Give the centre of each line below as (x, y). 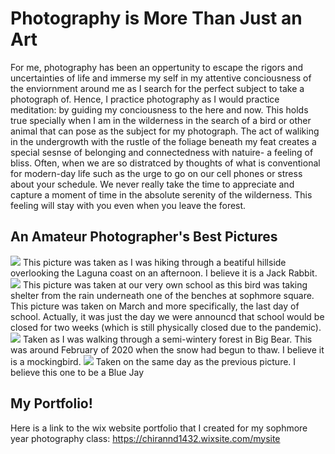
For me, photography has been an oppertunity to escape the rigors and (157, 67)
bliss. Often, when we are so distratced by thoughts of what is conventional (165, 163)
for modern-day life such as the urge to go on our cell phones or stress (156, 173)
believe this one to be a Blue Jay (77, 372)
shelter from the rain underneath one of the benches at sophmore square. (162, 295)
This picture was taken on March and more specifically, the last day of (155, 306)
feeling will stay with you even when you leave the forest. (128, 205)
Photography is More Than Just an (156, 18)
